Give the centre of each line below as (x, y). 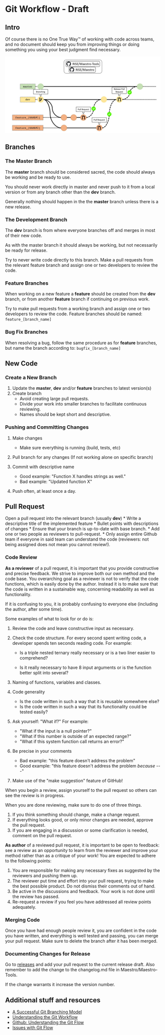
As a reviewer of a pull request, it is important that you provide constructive (82, 568)
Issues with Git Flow (33, 1028)
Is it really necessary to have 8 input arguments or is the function (85, 667)
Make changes (27, 438)
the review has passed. (36, 896)
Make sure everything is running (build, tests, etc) (70, 447)
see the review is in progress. (35, 795)
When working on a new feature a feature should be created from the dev (80, 294)
